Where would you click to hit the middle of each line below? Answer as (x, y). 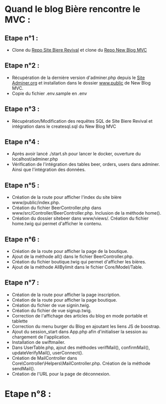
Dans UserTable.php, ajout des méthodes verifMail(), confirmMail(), (81, 347)
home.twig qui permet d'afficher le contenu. (57, 224)
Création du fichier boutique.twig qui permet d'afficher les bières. (79, 262)
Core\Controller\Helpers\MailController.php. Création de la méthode (81, 363)
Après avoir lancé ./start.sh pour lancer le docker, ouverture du (76, 154)
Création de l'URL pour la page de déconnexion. (61, 374)
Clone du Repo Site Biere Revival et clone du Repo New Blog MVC (79, 50)
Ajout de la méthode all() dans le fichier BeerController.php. (73, 256)
